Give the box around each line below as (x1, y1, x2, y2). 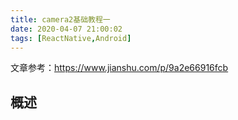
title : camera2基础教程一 (10, 14, 111, 25)
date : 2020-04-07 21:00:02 (10, 24, 123, 34)
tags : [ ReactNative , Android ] (10, 33, 132, 43)
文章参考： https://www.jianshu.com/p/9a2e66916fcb (10, 62, 229, 74)
